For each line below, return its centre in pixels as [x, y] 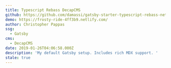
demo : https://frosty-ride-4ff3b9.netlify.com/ [57, 19]
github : [13, 15]
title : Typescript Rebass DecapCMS [43, 10]
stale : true [18, 58]
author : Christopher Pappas [35, 24]
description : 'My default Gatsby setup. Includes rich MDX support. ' [82, 53]
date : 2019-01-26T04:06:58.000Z [39, 48]
